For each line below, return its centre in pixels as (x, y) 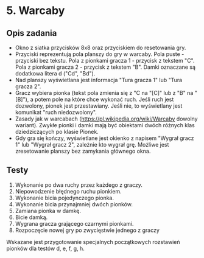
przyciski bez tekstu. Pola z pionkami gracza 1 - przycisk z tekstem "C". (105, 61)
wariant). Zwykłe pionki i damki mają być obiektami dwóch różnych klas (105, 125)
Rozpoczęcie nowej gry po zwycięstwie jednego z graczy (87, 230)
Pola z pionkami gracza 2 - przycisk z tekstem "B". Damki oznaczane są (105, 67)
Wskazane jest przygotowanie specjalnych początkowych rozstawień (93, 242)
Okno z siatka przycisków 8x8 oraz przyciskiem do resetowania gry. (100, 47)
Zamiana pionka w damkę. (48, 211)
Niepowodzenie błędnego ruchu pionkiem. (68, 191)
